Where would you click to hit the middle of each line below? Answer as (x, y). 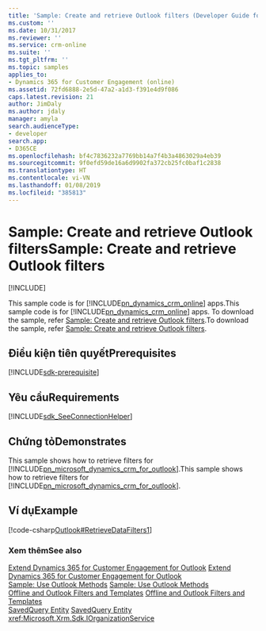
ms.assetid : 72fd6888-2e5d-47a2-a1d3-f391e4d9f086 (93, 89)
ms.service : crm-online (47, 45)
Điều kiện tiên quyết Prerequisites (92, 353)
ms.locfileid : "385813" (47, 192)
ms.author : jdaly (37, 112)
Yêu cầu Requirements (64, 397)
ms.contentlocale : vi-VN (49, 178)
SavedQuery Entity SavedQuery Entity (70, 610)
